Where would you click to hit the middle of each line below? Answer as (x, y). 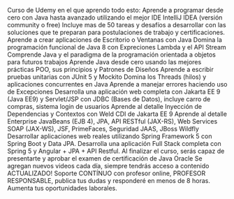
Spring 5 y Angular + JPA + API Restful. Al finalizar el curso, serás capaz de (116, 151)
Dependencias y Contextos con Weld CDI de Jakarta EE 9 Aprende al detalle (117, 114)
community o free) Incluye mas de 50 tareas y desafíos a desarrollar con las (117, 25)
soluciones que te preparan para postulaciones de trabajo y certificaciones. (116, 32)
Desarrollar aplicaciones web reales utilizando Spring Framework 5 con (110, 136)
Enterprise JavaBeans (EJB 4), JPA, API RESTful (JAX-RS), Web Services (112, 121)
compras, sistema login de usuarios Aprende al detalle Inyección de (105, 106)
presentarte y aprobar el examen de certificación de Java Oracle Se (105, 159)
